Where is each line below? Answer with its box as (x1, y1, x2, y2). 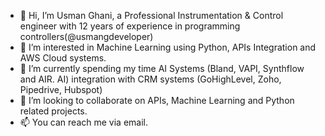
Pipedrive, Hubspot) (19, 84, 103, 95)
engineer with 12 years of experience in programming (19, 20, 241, 32)
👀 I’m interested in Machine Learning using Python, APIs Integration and (19, 41, 317, 53)
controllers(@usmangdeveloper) (19, 31, 154, 42)
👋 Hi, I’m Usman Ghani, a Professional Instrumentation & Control (19, 10, 284, 21)
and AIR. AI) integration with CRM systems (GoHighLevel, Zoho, (19, 73, 282, 85)
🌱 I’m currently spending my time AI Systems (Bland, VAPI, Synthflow (19, 63, 305, 74)
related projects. (19, 105, 88, 117)
